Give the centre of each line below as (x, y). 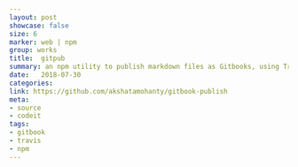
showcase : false (39, 26)
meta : (19, 99)
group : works (33, 50)
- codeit (25, 116)
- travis (25, 140)
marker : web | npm (43, 42)
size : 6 (24, 34)
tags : (19, 125)
